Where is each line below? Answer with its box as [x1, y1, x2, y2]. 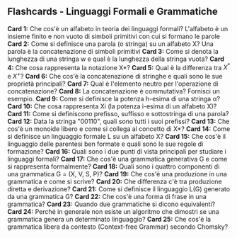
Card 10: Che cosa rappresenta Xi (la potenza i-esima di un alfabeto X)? [7, 102, 217, 110]
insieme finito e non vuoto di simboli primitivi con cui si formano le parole [7, 32, 221, 40]
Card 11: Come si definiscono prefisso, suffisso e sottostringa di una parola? [7, 110, 229, 118]
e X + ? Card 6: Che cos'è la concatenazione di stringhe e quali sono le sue [7, 71, 223, 81]
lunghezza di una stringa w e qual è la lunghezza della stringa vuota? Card [7, 55, 225, 63]
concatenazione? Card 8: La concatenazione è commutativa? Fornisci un [7, 87, 221, 96]
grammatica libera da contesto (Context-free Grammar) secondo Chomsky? [7, 222, 229, 231]
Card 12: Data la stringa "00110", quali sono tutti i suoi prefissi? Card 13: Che [7, 117, 230, 126]
